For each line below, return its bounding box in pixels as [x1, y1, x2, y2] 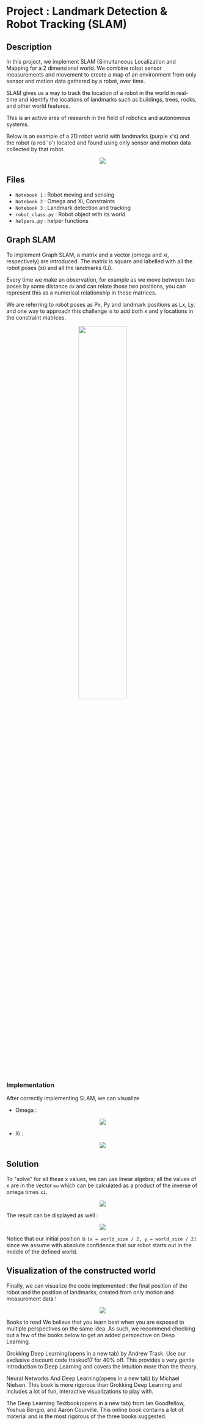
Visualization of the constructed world [6, 1266, 156, 1276]
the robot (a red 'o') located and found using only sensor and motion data [6, 139, 191, 146]
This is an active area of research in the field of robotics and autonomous [6, 114, 191, 121]
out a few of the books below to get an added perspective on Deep [6, 1331, 175, 1338]
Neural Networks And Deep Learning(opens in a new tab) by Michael [6, 1375, 180, 1382]
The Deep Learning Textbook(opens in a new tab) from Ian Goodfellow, [6, 1399, 185, 1406]
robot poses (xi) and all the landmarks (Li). [6, 264, 113, 271]
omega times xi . [6, 1188, 48, 1195]
